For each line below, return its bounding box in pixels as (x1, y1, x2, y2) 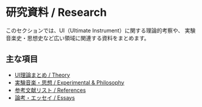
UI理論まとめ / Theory (14, 71, 71, 78)
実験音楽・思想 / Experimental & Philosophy (14, 78, 124, 86)
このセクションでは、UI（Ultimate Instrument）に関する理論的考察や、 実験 (5, 27, 196, 34)
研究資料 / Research (5, 5, 107, 19)
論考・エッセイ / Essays (14, 94, 75, 101)
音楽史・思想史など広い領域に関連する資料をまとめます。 (5, 34, 150, 41)
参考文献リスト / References (14, 86, 86, 94)
